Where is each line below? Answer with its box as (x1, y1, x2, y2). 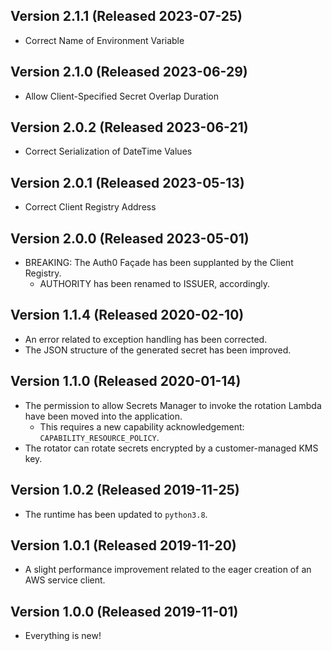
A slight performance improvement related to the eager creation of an (24, 564, 312, 576)
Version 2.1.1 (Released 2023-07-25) (10, 8, 243, 25)
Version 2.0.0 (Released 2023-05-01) (10, 230, 250, 247)
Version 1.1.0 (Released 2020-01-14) (10, 373, 242, 390)
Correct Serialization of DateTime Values (24, 145, 193, 158)
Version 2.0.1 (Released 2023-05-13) (10, 174, 245, 191)
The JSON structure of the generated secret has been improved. (24, 344, 292, 356)
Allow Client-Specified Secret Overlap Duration (24, 90, 220, 102)
